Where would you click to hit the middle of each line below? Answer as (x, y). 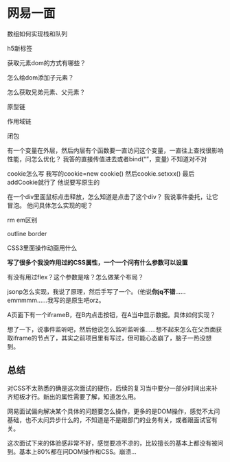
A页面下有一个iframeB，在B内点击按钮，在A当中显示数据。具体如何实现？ (112, 314)
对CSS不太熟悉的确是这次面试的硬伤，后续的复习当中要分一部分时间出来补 (113, 388)
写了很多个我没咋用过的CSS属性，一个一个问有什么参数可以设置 (97, 262)
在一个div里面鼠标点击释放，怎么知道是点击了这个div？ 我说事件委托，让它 (113, 196)
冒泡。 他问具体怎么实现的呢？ (50, 205)
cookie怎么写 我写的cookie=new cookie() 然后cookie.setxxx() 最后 (101, 173)
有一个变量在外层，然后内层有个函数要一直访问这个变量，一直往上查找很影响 (115, 150)
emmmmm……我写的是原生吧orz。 (56, 300)
